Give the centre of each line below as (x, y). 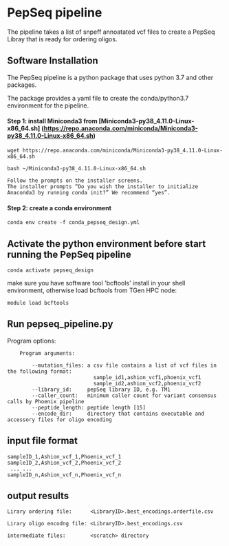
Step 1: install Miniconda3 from (52, 121)
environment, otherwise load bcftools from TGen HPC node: (92, 290)
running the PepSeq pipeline (69, 254)
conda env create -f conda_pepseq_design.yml (73, 223)
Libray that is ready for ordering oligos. (62, 39)
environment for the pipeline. (48, 105)
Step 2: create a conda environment (59, 208)
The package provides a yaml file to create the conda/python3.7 (98, 98)
